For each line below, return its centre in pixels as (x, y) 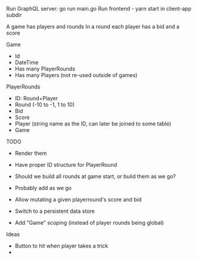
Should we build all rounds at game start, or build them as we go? (95, 176)
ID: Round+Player (36, 98)
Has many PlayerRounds (45, 69)
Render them (31, 153)
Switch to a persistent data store (55, 211)
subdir (14, 15)
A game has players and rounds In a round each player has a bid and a (93, 27)
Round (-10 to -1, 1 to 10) (44, 105)
